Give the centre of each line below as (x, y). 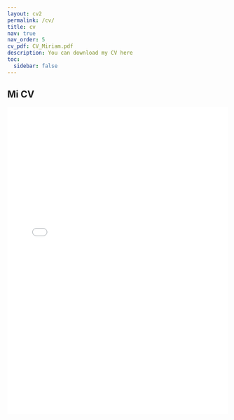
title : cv (22, 27)
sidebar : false (36, 66)
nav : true (22, 33)
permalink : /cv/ (31, 20)
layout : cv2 (25, 14)
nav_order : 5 (26, 40)
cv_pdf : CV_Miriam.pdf (40, 46)
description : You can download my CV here (70, 53)
